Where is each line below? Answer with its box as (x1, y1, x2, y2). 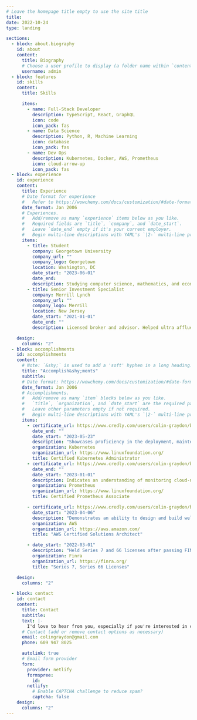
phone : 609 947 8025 (21, 640, 72, 646)
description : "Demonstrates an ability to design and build (32, 515, 182, 521)
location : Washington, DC (32, 265, 96, 271)
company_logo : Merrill (32, 303, 88, 309)
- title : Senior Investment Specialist (27, 286, 125, 292)
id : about (16, 46, 41, 53)
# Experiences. (21, 210, 59, 216)
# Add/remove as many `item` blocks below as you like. (21, 395, 167, 401)
